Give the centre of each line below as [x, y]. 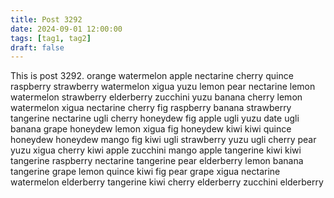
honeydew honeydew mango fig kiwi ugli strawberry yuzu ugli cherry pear [163, 140]
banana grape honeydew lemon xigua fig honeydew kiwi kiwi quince [151, 129]
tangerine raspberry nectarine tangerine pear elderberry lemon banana [157, 161]
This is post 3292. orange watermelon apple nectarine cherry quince [152, 76]
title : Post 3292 [46, 19]
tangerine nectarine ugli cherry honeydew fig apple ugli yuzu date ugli [155, 118]
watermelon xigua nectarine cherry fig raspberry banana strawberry [151, 108]
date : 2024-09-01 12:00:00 [66, 29]
